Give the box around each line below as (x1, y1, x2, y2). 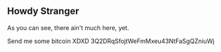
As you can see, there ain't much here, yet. (7, 23, 130, 31)
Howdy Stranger (7, 5, 79, 17)
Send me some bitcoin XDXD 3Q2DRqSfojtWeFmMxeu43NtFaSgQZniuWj (7, 37, 215, 45)
